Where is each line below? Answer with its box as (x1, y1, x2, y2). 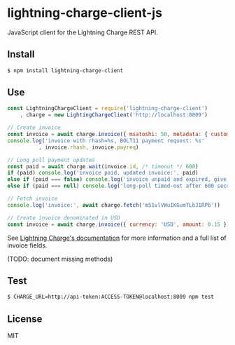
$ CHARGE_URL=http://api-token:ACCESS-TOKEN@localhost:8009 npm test (7, 293, 215, 301)
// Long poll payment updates (7, 156, 96, 163)
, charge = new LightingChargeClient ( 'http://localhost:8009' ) (20, 111, 208, 119)
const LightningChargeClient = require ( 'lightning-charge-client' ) (7, 105, 208, 112)
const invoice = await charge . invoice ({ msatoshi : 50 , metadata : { (7, 131, 208, 138)
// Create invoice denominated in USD (7, 214, 120, 222)
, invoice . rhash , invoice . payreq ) (38, 144, 139, 151)
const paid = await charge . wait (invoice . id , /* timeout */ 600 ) (7, 163, 199, 170)
